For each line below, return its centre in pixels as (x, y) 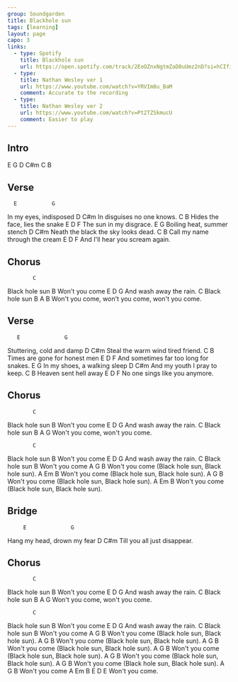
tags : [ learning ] (33, 27)
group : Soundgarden (36, 14)
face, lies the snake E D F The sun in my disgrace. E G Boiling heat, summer (118, 225)
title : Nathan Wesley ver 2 (61, 106)
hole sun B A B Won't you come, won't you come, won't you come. (104, 299)
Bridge (22, 511)
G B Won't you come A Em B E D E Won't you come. (83, 671)
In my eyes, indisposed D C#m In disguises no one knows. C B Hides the (113, 217)
